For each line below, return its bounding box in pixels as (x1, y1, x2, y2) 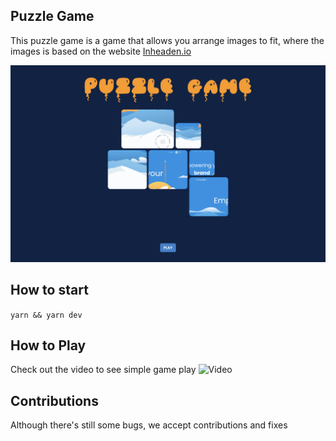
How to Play (10, 337, 87, 354)
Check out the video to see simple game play (10, 364, 197, 376)
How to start (10, 282, 89, 299)
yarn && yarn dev (10, 310, 83, 320)
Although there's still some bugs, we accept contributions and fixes (10, 419, 288, 431)
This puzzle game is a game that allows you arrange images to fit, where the (10, 34, 325, 46)
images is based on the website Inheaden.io (10, 45, 192, 57)
